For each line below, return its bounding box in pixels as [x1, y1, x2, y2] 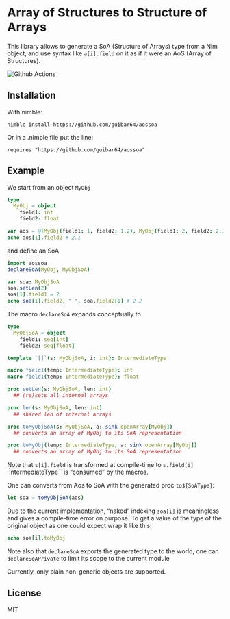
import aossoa [7, 260, 48, 266]
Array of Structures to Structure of [7, 5, 207, 21]
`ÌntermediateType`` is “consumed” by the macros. [7, 468, 149, 477]
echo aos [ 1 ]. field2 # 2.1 [7, 234, 81, 241]
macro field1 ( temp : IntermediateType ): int [7, 367, 133, 374]
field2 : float [19, 216, 60, 223]
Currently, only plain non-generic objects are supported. [7, 567, 166, 576]
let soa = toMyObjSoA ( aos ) [7, 494, 84, 501]
